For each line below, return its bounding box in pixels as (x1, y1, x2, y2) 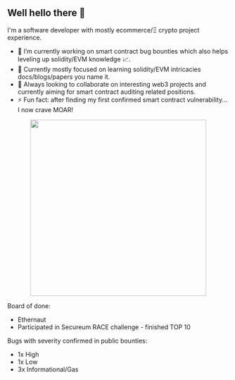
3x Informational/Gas (17, 364, 79, 374)
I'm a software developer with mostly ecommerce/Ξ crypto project (7, 25, 200, 34)
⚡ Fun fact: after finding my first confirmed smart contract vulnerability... (17, 95, 228, 104)
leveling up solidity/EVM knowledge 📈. (17, 54, 131, 63)
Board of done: (7, 301, 51, 310)
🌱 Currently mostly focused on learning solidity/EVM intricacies (17, 65, 201, 73)
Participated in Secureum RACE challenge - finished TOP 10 (17, 322, 191, 331)
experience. (7, 33, 42, 42)
